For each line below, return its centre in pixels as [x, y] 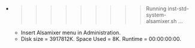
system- [156, 15]
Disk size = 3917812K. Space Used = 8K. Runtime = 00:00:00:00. [101, 39]
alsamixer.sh [161, 21]
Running [156, 9]
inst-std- [178, 9]
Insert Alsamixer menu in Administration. [71, 33]
